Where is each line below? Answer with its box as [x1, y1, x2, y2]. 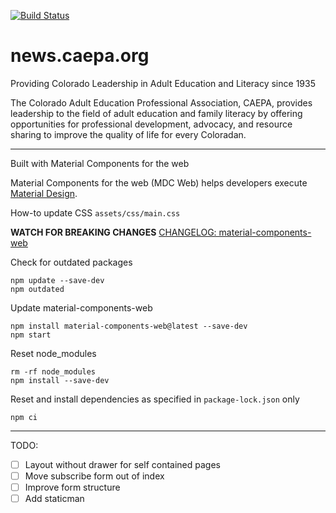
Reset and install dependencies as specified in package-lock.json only [10, 393, 300, 405]
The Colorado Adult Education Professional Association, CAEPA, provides [10, 96, 313, 109]
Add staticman [24, 493, 85, 505]
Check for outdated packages [10, 256, 133, 268]
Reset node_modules [10, 347, 97, 359]
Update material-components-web [10, 301, 153, 314]
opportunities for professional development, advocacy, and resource [10, 118, 293, 130]
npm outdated [10, 284, 65, 294]
